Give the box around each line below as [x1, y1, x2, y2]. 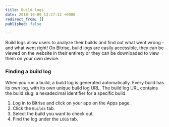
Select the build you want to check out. [12, 110, 94, 116]
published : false [5, 21, 42, 27]
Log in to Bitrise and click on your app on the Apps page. [12, 100, 131, 106]
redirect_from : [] [5, 17, 44, 22]
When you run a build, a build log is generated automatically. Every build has [5, 79, 164, 85]
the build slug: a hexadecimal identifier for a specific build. [5, 90, 127, 96]
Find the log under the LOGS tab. [12, 116, 78, 122]
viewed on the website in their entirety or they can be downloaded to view [5, 50, 159, 56]
